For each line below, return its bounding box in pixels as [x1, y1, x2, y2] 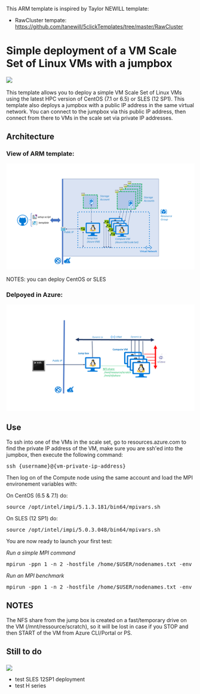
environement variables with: [6, 480, 78, 487]
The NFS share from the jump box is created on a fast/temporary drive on [6, 616, 187, 623]
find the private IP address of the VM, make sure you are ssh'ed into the [6, 444, 183, 451]
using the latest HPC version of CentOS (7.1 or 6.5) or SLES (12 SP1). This [6, 95, 185, 102]
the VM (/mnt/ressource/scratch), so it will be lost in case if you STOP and [6, 623, 189, 630]
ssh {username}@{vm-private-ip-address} [6, 462, 127, 469]
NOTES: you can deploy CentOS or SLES [6, 275, 106, 283]
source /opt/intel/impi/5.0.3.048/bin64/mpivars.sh [6, 526, 161, 533]
